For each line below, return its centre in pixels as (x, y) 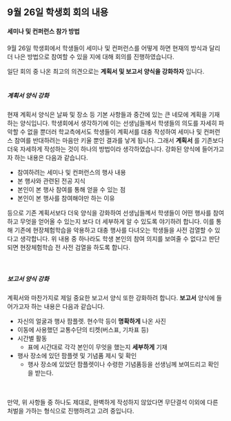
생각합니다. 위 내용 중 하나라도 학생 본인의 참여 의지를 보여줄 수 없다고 (113, 238)
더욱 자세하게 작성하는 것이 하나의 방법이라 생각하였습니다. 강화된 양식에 (104, 149)
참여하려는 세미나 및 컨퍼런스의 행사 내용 (71, 172)
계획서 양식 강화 (28, 96)
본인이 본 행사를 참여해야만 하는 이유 (66, 198)
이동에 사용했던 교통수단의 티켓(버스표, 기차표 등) (83, 329)
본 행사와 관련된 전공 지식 (51, 181)
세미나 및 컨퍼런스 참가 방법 (43, 31)
